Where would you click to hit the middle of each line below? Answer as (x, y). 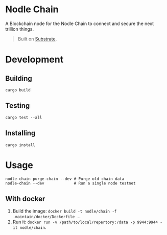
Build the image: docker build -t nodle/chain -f (65, 211)
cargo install (20, 145)
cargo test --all (24, 118)
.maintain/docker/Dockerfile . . (46, 217)
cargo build (18, 90)
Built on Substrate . (37, 39)
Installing (20, 133)
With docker (25, 198)
